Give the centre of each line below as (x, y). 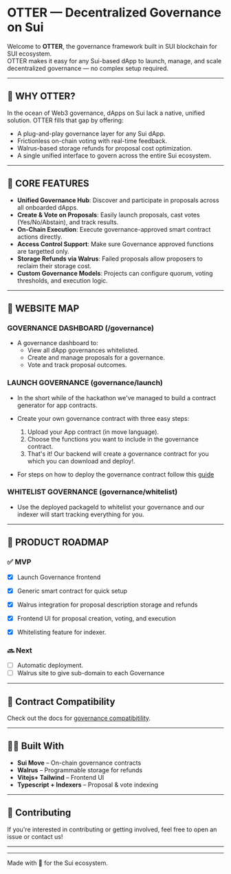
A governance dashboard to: (57, 343)
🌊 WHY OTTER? (41, 97)
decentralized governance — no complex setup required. (88, 68)
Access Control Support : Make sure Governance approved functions (115, 244)
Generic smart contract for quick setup (72, 591)
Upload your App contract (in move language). (93, 432)
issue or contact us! (35, 836)
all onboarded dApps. (48, 207)
